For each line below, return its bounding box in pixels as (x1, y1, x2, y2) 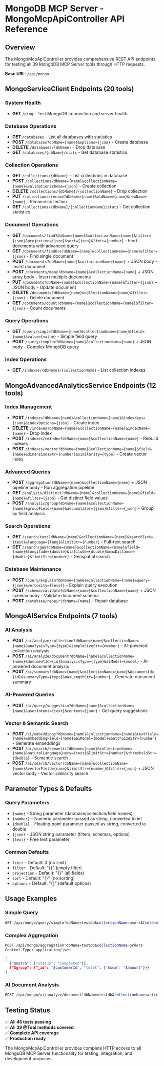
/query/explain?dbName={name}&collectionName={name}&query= (25, 578, 150, 583)
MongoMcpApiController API (5, 13, 125, 24)
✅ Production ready (5, 1036, 46, 1042)
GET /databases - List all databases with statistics (12, 134, 112, 140)
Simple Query (5, 909, 38, 916)
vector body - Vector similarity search (12, 771, 89, 776)
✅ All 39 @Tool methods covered (5, 1024, 74, 1030)
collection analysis (12, 648, 50, 654)
